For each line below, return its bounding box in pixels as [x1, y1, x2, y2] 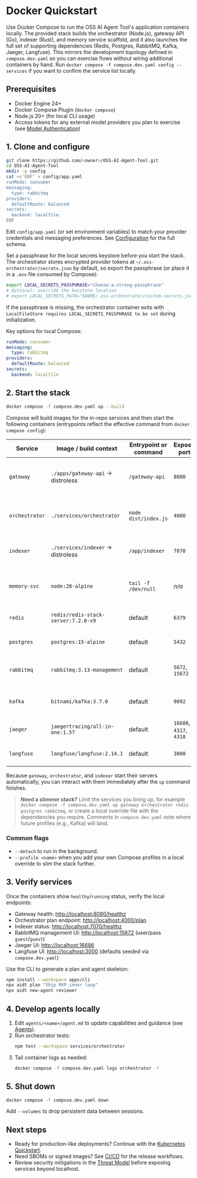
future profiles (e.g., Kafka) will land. [20, 820, 109, 827]
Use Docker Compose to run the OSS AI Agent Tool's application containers [6, 24, 189, 31]
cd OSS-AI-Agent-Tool [6, 163, 59, 169]
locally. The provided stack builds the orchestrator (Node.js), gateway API [6, 29, 185, 36]
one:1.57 [50, 729, 75, 736]
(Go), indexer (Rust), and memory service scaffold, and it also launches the [6, 36, 188, 43]
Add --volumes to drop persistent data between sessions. [6, 1107, 144, 1115]
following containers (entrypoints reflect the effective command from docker [6, 420, 191, 427]
